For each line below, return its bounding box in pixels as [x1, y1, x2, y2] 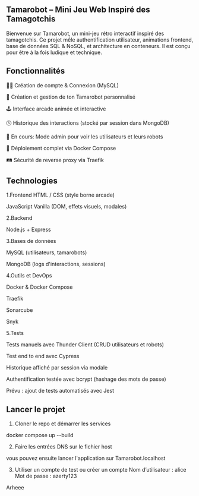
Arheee [6, 484, 24, 491]
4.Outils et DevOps [6, 272, 52, 279]
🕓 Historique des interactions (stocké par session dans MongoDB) [6, 119, 169, 127]
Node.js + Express [6, 226, 52, 233]
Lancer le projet [6, 404, 65, 415]
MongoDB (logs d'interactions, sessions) [6, 261, 106, 268]
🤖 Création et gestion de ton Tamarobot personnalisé [6, 93, 135, 100]
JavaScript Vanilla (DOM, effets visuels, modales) [6, 203, 127, 210]
